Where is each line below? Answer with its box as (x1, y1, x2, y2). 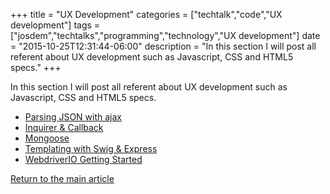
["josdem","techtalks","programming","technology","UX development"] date (10, 30, 321, 41)
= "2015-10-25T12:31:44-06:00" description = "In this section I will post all (10, 40, 317, 52)
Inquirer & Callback (24, 122, 104, 133)
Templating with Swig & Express (24, 143, 158, 154)
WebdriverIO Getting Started (24, 154, 143, 165)
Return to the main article (10, 173, 115, 184)
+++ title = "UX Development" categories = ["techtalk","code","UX (10, 9, 283, 20)
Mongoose (24, 132, 70, 144)
